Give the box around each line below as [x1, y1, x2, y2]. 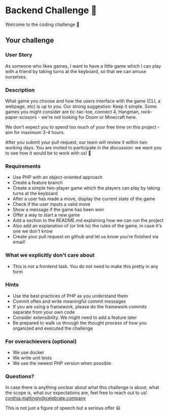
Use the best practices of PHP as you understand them [12, 293, 128, 299]
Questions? [5, 373, 35, 380]
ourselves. [5, 74, 27, 80]
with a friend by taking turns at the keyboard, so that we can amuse [5, 68, 147, 74]
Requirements [5, 163, 41, 170]
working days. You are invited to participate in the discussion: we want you [5, 144, 162, 150]
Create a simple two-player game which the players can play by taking [12, 185, 160, 191]
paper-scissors [5, 114, 37, 120]
